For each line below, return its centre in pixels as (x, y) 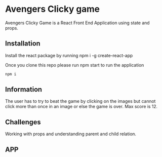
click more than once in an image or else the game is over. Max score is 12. (81, 107)
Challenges (23, 122)
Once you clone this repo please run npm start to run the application (75, 65)
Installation (23, 44)
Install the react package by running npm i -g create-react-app (69, 55)
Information (24, 90)
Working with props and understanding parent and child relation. (71, 134)
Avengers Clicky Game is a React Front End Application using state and (77, 23)
